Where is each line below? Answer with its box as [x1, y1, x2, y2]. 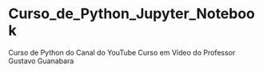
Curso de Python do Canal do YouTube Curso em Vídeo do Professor [8, 47, 236, 57]
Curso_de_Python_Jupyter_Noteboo [8, 5, 256, 23]
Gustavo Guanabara [8, 56, 74, 66]
